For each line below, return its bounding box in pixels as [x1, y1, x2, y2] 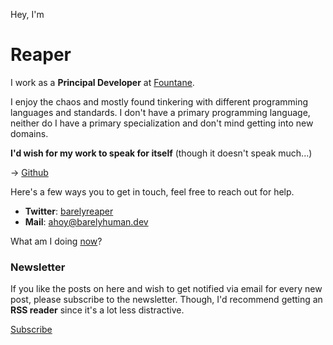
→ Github [10, 166, 49, 178]
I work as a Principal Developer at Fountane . [10, 76, 195, 88]
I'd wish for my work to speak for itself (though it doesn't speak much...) [10, 147, 313, 159]
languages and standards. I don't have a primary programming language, [10, 106, 311, 118]
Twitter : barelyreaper [24, 205, 114, 217]
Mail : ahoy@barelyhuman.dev [24, 215, 149, 228]
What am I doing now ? [10, 235, 103, 247]
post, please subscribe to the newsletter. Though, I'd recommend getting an [10, 294, 323, 306]
